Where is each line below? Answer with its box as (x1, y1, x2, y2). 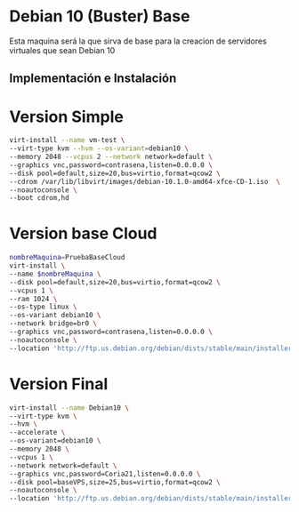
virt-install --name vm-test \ (9, 136, 125, 145)
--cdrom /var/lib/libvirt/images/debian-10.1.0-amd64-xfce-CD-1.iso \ (9, 177, 280, 186)
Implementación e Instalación (9, 71, 177, 86)
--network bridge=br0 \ (9, 319, 98, 328)
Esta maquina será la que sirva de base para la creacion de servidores (9, 36, 267, 46)
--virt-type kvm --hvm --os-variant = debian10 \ (9, 144, 190, 153)
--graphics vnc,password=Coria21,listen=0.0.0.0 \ (9, 469, 201, 478)
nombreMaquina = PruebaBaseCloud (9, 253, 125, 262)
